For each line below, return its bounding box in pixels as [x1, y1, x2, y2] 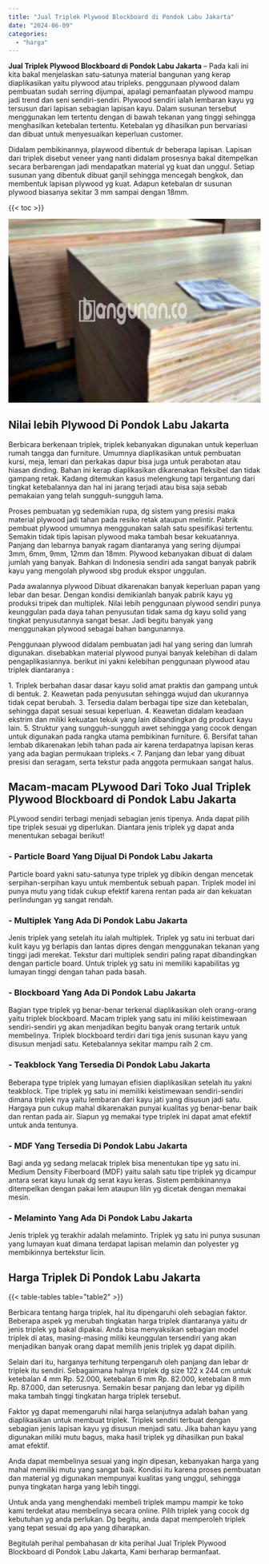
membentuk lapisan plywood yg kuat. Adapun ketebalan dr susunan [8, 179, 232, 188]
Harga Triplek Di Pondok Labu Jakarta [8, 1271, 201, 1284]
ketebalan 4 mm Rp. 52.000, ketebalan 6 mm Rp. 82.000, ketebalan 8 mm [8, 1374, 251, 1384]
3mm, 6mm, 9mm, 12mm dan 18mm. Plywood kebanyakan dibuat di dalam [8, 549, 253, 558]
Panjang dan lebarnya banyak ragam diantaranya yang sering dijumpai [8, 540, 241, 550]
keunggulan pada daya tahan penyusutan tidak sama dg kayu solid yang [8, 607, 247, 616]
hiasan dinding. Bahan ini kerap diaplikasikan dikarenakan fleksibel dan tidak [8, 465, 261, 474]
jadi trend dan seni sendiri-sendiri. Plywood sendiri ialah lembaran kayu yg [8, 95, 255, 105]
